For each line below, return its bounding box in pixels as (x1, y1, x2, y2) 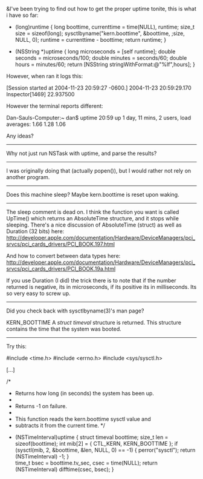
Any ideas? (6, 133, 34, 139)
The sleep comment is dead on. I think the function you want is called (6, 208, 179, 216)
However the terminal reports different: (6, 102, 103, 110)
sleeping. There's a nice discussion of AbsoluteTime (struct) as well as (6, 221, 182, 228)
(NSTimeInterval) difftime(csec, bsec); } (14, 466, 114, 473)
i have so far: (6, 12, 39, 19)
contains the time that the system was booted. (6, 325, 122, 332)
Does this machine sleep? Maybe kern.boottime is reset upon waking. (6, 191, 179, 198)
